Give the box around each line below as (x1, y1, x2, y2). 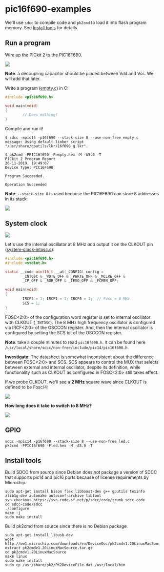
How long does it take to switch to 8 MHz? (5, 403, 92, 409)
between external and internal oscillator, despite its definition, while (5, 364, 141, 370)
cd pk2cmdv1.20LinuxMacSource (5, 550, 67, 555)
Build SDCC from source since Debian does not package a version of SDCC (5, 470, 157, 475)
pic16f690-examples (5, 3, 92, 15)
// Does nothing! (22, 112, 58, 118)
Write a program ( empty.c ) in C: (5, 85, 69, 91)
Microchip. (5, 480, 27, 486)
